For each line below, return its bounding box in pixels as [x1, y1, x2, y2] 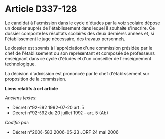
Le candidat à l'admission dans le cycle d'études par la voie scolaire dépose [5, 20, 160, 26]
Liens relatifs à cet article [5, 85, 58, 91]
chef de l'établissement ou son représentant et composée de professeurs [5, 50, 155, 56]
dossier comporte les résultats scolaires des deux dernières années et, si [5, 30, 154, 36]
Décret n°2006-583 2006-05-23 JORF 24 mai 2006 [12, 129, 119, 135]
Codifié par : [5, 119, 30, 125]
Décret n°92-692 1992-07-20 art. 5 [12, 104, 84, 110]
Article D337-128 [5, 3, 77, 15]
